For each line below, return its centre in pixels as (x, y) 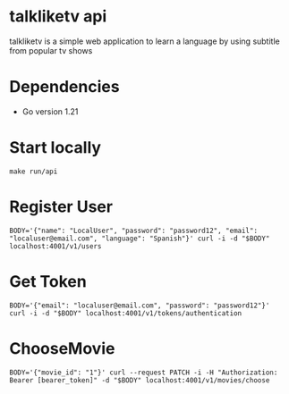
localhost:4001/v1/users (55, 246)
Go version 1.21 (50, 111)
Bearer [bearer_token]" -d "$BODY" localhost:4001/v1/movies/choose (140, 380)
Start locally (55, 148)
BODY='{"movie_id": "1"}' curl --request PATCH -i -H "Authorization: (144, 373)
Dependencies (64, 87)
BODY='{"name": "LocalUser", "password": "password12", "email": (133, 231)
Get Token (48, 281)
